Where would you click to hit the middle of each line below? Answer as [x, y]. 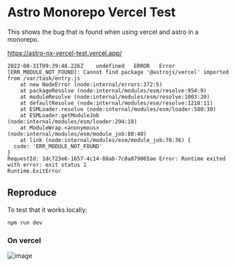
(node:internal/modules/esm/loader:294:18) [72, 121]
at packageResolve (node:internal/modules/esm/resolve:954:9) [113, 90]
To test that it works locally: [47, 210]
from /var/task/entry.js [44, 78]
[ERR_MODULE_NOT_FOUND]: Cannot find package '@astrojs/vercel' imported [118, 72]
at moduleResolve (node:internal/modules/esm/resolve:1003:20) [115, 97]
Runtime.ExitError [34, 171]
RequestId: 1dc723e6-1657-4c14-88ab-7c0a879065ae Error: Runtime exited [117, 159]
